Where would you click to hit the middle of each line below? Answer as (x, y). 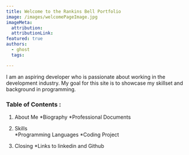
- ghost (21, 50)
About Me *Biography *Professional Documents (73, 117)
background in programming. (41, 89)
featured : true (24, 39)
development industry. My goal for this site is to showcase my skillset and (94, 83)
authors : (17, 44)
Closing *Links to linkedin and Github (59, 146)
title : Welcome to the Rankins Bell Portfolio (64, 11)
